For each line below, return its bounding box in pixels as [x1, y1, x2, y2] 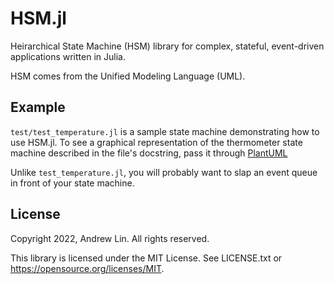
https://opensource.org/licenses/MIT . [10, 262, 165, 274]
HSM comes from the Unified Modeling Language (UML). [10, 70, 246, 82]
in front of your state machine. [10, 177, 135, 189]
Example [10, 99, 66, 116]
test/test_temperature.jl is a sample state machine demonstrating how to [10, 125, 320, 137]
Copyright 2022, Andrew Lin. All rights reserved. [10, 232, 210, 244]
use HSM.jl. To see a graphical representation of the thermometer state [10, 136, 303, 148]
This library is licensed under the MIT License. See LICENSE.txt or [10, 252, 283, 264]
